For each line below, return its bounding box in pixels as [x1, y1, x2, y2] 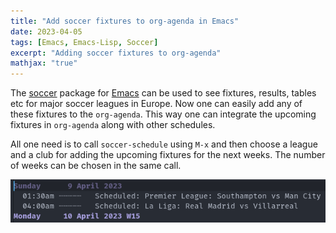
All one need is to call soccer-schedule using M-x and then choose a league [10, 138, 318, 150]
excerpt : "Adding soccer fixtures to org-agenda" [10, 48, 222, 58]
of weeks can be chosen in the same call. [10, 160, 182, 172]
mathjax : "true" [10, 58, 78, 69]
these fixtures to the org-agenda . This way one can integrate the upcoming [10, 108, 317, 120]
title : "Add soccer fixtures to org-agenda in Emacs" [10, 16, 240, 26]
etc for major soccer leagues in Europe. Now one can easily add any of [10, 98, 303, 110]
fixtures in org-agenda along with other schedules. [10, 119, 216, 131]
